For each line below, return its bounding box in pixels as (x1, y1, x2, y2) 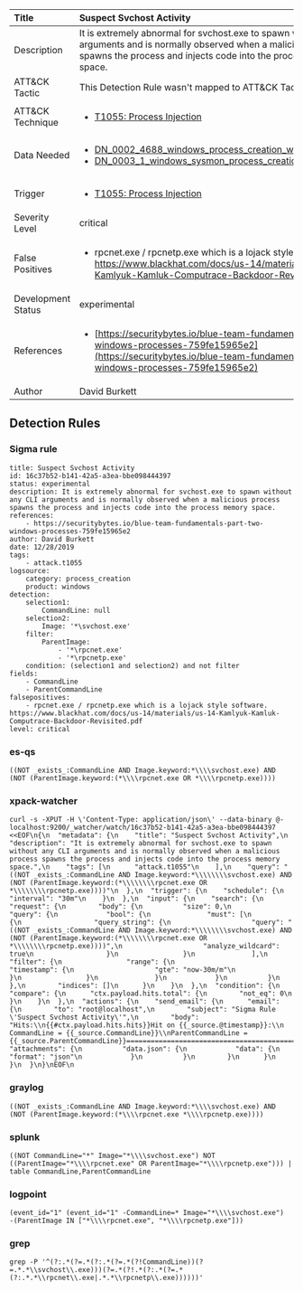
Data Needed (14, 149, 70, 161)
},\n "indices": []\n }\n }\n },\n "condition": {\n (9, 981, 280, 991)
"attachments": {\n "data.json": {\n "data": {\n (9, 1044, 280, 1054)
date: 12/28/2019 (9, 542, 75, 551)
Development (14, 293, 70, 305)
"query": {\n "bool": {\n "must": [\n (9, 910, 252, 919)
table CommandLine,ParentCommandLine (9, 1166, 151, 1176)
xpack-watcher (9, 795, 78, 807)
